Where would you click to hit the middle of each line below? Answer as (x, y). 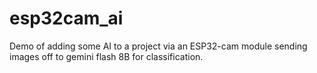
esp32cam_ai (66, 18)
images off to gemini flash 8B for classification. (106, 56)
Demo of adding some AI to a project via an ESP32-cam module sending (158, 46)
